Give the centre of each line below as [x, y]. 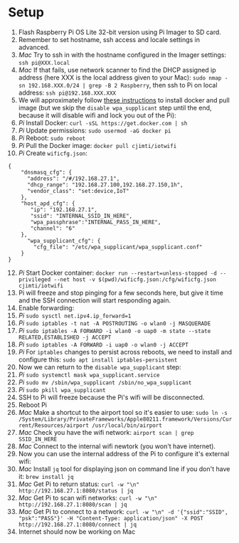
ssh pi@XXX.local [44, 63]
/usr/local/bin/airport [127, 425]
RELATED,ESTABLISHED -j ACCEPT [65, 337]
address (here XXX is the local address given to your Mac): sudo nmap [120, 77]
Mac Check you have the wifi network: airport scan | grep [106, 432]
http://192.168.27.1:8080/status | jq [76, 491]
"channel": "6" [53, 228]
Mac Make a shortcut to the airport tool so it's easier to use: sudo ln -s [123, 412]
